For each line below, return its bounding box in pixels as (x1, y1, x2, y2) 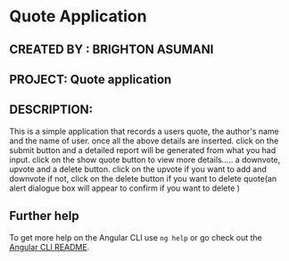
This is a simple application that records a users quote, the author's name (9, 126, 279, 136)
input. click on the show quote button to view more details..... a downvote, (9, 154, 281, 165)
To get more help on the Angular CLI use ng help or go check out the (9, 232, 262, 242)
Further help (9, 208, 80, 224)
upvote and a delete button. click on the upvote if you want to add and (9, 163, 268, 175)
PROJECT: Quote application (9, 71, 172, 86)
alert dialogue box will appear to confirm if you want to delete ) (9, 183, 241, 193)
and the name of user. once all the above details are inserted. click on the (9, 135, 279, 146)
